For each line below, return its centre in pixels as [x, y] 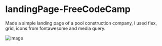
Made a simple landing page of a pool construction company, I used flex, [81, 23]
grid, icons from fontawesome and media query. [55, 28]
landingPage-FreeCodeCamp [68, 9]
